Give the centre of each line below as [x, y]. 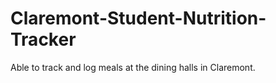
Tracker [43, 39]
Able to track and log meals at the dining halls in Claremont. [133, 67]
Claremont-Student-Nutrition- [138, 18]
